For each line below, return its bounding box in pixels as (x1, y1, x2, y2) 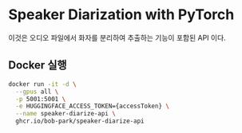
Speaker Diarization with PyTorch (8, 6, 235, 24)
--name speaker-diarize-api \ (15, 110, 116, 118)
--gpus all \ (15, 88, 59, 96)
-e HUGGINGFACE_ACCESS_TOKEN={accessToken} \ (15, 102, 170, 111)
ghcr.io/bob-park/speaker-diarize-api (15, 117, 145, 125)
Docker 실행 (8, 58, 67, 72)
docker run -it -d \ (8, 80, 77, 88)
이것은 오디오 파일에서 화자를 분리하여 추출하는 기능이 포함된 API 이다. (8, 33, 226, 42)
